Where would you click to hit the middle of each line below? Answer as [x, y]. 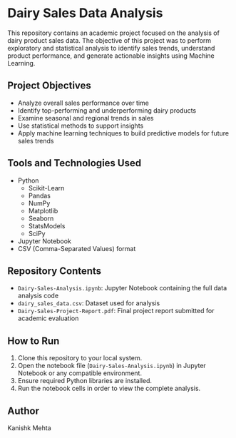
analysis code [38, 296]
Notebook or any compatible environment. [80, 373]
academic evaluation [48, 318]
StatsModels [47, 225]
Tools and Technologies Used [74, 163]
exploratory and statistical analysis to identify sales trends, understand [111, 48]
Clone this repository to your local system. [80, 358]
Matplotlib [43, 210]
